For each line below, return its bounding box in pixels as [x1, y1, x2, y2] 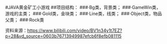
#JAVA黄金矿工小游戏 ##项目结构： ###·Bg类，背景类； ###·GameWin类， [5, 4, 161, 10]
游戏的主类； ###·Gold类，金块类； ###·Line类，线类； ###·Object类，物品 [5, 10, 162, 16]
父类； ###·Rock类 [5, 17, 44, 22]
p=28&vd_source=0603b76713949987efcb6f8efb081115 [5, 33, 122, 39]
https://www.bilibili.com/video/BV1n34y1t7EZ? [27, 27, 122, 33]
